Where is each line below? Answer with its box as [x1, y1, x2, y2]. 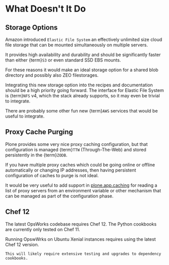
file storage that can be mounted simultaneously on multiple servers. [5, 42, 148, 48]
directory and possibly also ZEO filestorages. [5, 72, 99, 78]
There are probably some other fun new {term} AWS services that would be [5, 108, 158, 114]
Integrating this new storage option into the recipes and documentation [5, 82, 153, 88]
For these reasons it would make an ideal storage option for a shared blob [5, 67, 159, 73]
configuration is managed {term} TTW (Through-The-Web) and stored [5, 146, 146, 152]
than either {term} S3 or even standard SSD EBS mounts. [5, 57, 121, 63]
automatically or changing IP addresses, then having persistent [5, 167, 136, 173]
